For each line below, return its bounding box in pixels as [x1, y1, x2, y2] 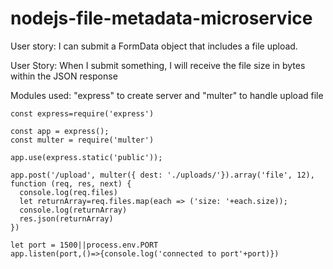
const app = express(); [10, 126, 110, 136]
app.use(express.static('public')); [10, 152, 163, 162]
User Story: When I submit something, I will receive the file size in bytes [10, 59, 306, 71]
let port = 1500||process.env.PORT [10, 240, 159, 250]
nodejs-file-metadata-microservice [10, 7, 313, 30]
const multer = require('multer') [10, 135, 155, 145]
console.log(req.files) [19, 187, 118, 197]
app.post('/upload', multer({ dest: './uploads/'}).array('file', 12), [10, 170, 315, 180]
